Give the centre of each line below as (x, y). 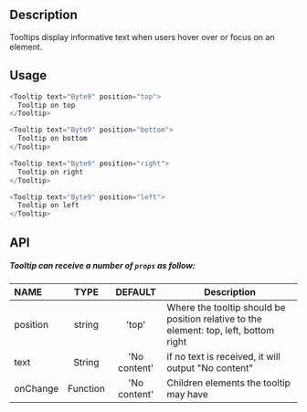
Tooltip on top (47, 105)
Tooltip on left (48, 206)
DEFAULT (136, 292)
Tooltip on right (51, 172)
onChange (37, 389)
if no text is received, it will (223, 357)
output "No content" (210, 368)
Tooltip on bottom (53, 139)
